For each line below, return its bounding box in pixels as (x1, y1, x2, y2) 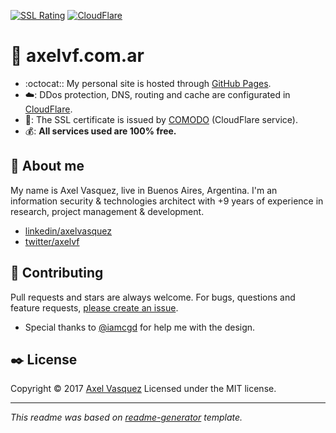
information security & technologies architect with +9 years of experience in (10, 195, 324, 207)
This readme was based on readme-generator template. (10, 411, 243, 424)
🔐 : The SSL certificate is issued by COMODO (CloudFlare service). (24, 113, 298, 125)
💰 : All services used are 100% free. (24, 125, 177, 137)
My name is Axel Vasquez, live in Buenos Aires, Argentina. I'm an (10, 184, 278, 196)
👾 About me (10, 158, 85, 175)
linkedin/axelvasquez (24, 225, 113, 237)
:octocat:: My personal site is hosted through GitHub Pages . (24, 77, 272, 89)
